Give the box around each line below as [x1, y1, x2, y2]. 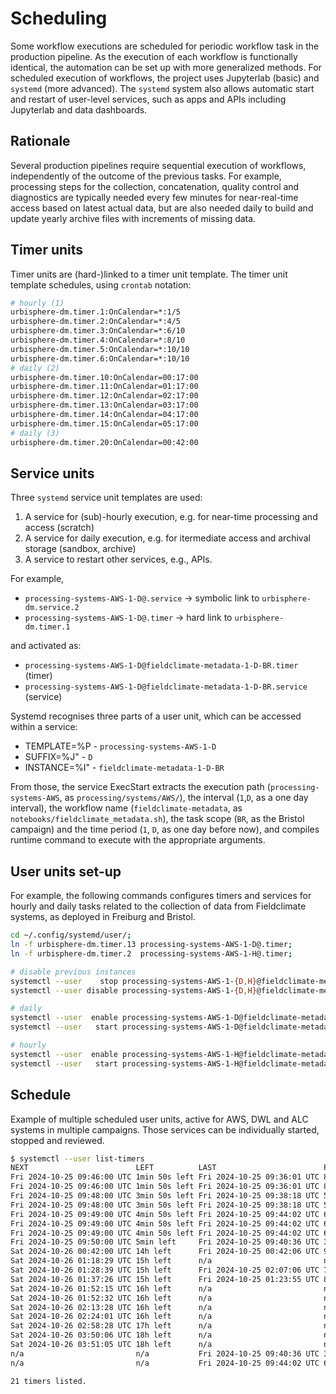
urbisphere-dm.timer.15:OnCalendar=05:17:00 [10, 418, 199, 429]
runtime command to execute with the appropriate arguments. [10, 834, 266, 846]
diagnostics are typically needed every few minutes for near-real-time [10, 191, 299, 203]
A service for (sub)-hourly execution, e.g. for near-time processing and [24, 511, 318, 523]
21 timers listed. [10, 1376, 87, 1386]
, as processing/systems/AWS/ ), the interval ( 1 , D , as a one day [59, 792, 309, 804]
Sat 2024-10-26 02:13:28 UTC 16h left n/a [10, 1302, 213, 1312]
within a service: [10, 721, 78, 733]
